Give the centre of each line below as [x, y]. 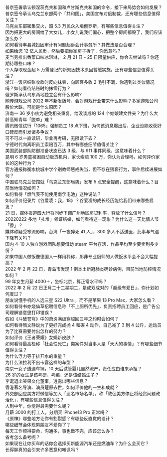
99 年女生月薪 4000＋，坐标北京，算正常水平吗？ [56, 281]
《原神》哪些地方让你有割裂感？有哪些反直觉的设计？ [60, 418]
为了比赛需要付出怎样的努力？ [36, 331]
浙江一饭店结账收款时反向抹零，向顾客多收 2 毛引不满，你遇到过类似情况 [80, 82]
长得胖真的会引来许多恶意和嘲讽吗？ [42, 450]
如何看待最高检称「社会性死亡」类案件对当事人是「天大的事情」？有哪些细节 [84, 344]
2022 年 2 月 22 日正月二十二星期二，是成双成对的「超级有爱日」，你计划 [80, 288]
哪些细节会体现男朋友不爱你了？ [38, 425]
